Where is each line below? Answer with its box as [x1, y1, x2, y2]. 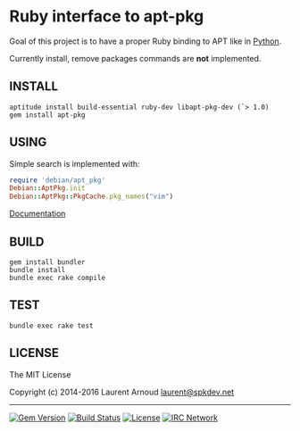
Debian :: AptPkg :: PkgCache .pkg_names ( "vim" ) [9, 192, 174, 202]
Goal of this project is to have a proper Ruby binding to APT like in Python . [9, 36, 282, 46]
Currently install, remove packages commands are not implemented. [9, 53, 262, 63]
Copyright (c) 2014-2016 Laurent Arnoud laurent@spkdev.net [9, 386, 235, 397]
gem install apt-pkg [9, 110, 87, 120]
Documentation [9, 208, 66, 220]
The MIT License [9, 369, 71, 380]
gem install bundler [9, 258, 87, 267]
